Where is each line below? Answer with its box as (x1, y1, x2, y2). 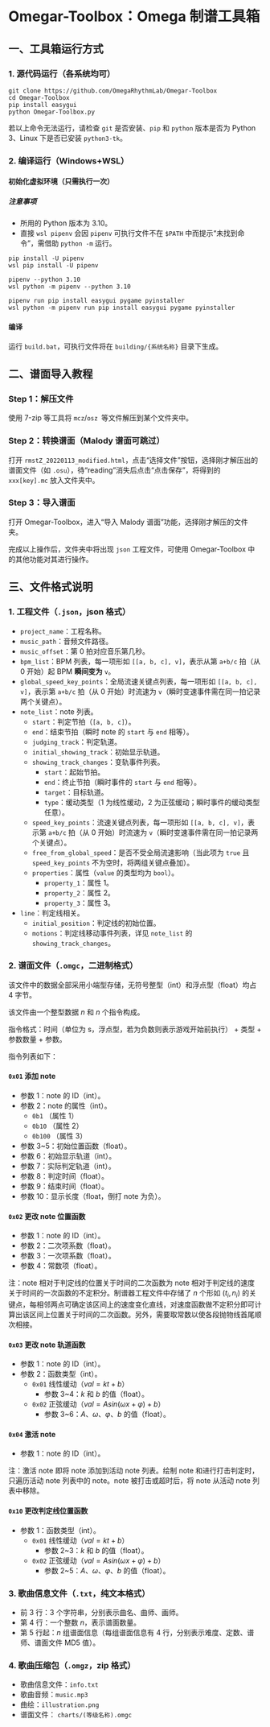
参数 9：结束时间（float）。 (19, 1181, 108, 1192)
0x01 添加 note (8, 1072, 56, 1081)
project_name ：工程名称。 (19, 626, 106, 636)
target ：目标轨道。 (43, 787, 108, 797)
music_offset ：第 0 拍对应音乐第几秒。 (19, 646, 150, 656)
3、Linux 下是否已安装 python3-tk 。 (8, 133, 127, 143)
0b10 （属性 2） (31, 1121, 84, 1131)
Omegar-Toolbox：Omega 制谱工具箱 (8, 7, 260, 26)
